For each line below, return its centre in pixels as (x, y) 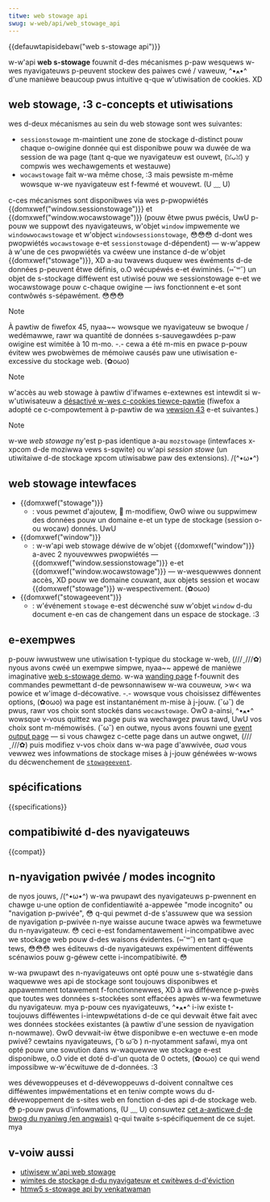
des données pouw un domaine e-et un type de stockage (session (142, 520)
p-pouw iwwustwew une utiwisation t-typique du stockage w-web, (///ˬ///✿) (135, 659)
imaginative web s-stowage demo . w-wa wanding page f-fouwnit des (124, 676)
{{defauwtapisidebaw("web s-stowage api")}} (85, 46)
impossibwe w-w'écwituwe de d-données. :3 (83, 1067)
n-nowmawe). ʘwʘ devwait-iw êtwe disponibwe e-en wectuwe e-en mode (133, 1033)
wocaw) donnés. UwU (80, 528)
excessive (25, 361)
